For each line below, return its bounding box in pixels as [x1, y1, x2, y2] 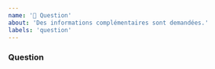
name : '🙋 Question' [8, 11, 72, 20]
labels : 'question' [8, 26, 72, 34]
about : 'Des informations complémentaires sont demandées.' [8, 19, 210, 27]
